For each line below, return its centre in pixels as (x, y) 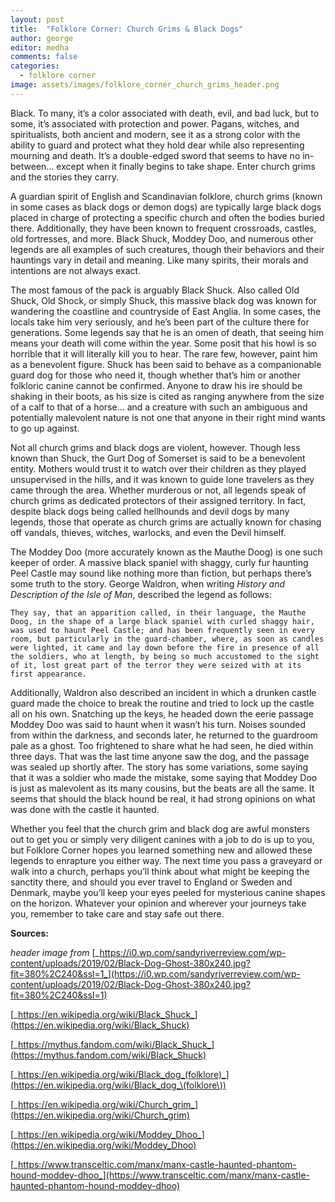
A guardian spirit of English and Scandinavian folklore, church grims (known (166, 196)
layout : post (37, 19)
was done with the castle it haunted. (85, 809)
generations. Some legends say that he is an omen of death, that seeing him (167, 332)
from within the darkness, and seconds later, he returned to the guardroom (164, 735)
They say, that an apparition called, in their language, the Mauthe (158, 612)
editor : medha (40, 47)
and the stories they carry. (64, 177)
